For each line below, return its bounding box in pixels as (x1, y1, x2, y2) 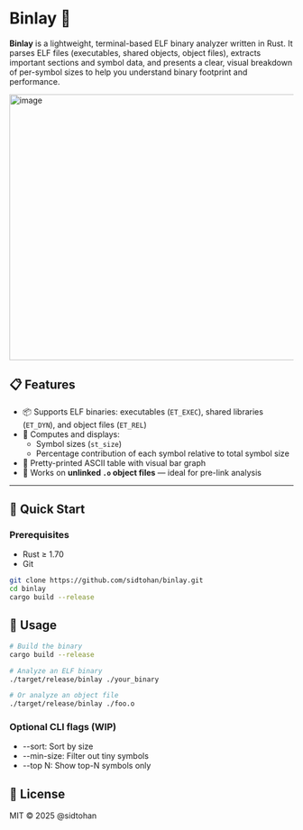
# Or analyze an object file (9, 691, 119, 700)
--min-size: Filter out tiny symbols (22, 751, 149, 762)
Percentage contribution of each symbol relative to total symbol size (35, 448, 290, 459)
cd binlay (9, 585, 47, 594)
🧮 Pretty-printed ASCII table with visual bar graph (22, 457, 207, 468)
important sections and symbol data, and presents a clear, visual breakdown (9, 57, 293, 68)
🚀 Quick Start (9, 502, 86, 517)
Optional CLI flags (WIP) (9, 721, 117, 734)
